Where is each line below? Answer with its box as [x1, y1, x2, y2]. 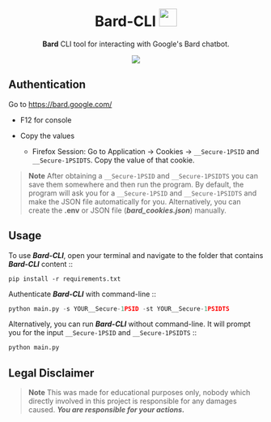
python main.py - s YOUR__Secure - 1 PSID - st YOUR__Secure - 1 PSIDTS [8, 304, 230, 312]
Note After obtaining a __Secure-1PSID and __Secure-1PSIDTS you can [28, 170, 259, 180]
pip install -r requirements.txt [8, 274, 121, 283]
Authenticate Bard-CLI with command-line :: [8, 289, 156, 299]
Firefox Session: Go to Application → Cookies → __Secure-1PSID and [32, 146, 260, 156]
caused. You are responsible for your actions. [28, 405, 185, 415]
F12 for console [19, 114, 72, 125]
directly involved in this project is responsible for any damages [28, 396, 237, 406]
